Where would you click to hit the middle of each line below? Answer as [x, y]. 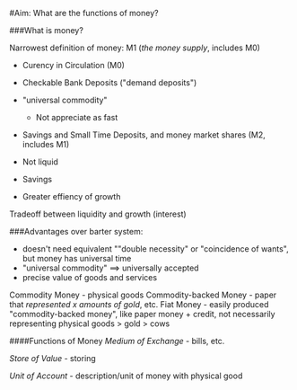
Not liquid [40, 162]
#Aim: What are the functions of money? [84, 13]
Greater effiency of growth [71, 196]
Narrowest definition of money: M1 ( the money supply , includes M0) [135, 48]
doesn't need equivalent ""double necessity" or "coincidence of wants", [155, 249]
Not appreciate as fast [77, 117]
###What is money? [46, 30]
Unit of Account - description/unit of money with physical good [126, 376]
